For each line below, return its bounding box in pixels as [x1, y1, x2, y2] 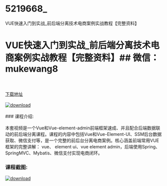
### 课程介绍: [5, 113, 34, 119]
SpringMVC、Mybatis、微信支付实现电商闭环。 [5, 150, 103, 156]
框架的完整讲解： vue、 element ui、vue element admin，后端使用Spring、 [5, 143, 160, 149]
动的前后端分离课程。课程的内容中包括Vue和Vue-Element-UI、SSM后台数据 [5, 131, 162, 137]
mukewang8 [5, 63, 59, 75]
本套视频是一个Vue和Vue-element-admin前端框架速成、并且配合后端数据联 [5, 125, 160, 131]
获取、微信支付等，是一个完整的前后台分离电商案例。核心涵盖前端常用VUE [5, 137, 159, 143]
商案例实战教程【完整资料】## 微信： [5, 52, 159, 64]
